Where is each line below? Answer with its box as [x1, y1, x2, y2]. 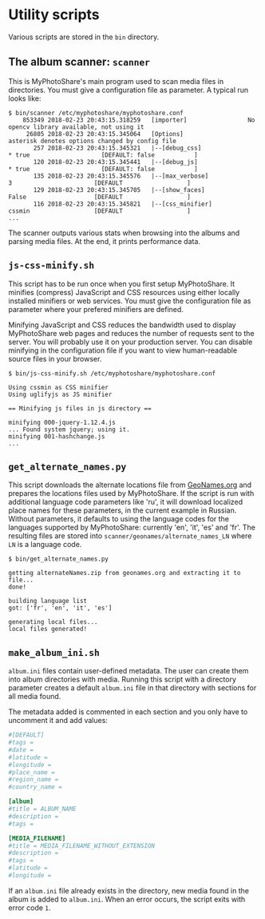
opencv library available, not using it [8, 122, 145, 131]
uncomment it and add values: [8, 716, 108, 725]
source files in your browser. [8, 354, 102, 363]
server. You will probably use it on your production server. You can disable [8, 337, 253, 346]
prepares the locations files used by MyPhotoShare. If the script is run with [8, 489, 255, 498]
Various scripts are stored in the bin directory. [8, 32, 160, 42]
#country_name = [8, 783, 62, 791]
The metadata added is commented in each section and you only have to [8, 707, 248, 717]
